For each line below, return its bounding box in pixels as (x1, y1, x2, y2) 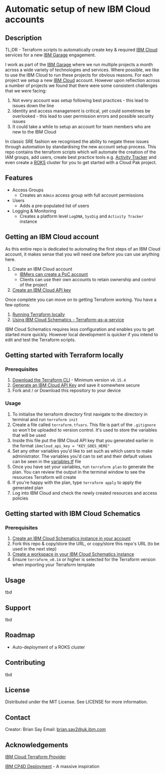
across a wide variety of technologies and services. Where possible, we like (5, 67, 159, 73)
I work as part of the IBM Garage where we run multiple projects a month (5, 62, 153, 67)
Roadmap (5, 631, 35, 640)
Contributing (5, 658, 45, 667)
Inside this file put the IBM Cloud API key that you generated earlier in (12, 437, 154, 443)
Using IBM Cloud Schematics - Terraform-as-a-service (12, 316, 124, 322)
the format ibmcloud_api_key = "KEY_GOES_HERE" (12, 442, 110, 448)
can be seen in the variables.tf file (12, 458, 81, 464)
